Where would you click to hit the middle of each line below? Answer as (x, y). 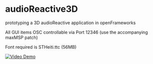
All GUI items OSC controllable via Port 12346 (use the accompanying (76, 32)
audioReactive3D (42, 9)
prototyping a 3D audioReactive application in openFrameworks (71, 23)
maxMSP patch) (22, 37)
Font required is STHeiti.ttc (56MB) (41, 47)
